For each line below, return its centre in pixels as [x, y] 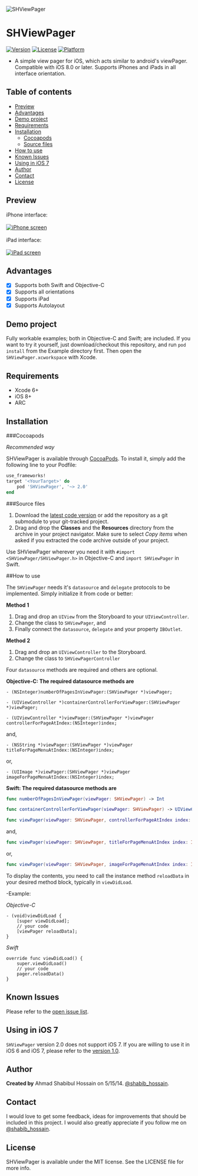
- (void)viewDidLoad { [34, 916]
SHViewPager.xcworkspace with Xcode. [52, 357]
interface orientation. [40, 73]
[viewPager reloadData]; [47, 931]
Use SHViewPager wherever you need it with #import [71, 552]
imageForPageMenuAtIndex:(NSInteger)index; [60, 777]
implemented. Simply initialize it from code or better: [70, 593]
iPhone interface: [27, 215]
